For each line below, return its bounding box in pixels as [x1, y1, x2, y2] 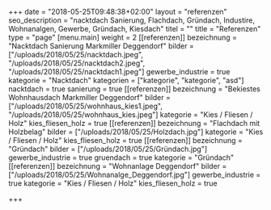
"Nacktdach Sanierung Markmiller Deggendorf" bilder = [8, 41, 194, 51]
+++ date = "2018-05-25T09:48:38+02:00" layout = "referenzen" [8, 7, 228, 16]
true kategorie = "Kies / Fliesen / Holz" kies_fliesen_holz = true [8, 178, 218, 188]
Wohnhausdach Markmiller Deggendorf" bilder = [8, 93, 171, 102]
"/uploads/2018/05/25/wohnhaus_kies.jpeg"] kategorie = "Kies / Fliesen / [8, 110, 253, 120]
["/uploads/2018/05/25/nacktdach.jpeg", [8, 50, 144, 59]
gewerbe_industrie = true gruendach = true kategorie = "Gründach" [8, 153, 235, 162]
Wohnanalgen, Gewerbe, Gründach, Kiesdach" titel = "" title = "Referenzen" [8, 24, 261, 33]
